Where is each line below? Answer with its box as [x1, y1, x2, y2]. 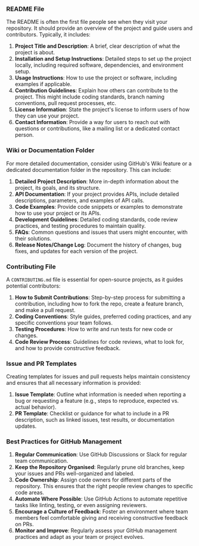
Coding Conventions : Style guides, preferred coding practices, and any [14, 313, 192, 320]
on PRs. [14, 521, 34, 528]
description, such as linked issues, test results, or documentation [14, 417, 175, 424]
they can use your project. [14, 112, 79, 119]
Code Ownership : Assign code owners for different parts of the [14, 476, 172, 483]
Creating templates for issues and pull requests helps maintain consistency [6, 373, 191, 380]
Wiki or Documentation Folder [6, 146, 95, 155]
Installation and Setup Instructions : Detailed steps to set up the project [14, 55, 192, 63]
